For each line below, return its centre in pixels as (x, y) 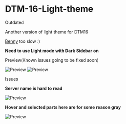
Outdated (15, 22)
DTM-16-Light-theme (49, 9)
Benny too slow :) (23, 41)
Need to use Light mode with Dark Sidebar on (52, 51)
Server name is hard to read (34, 88)
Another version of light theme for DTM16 (47, 32)
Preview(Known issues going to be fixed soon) (52, 60)
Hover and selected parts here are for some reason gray (63, 107)
